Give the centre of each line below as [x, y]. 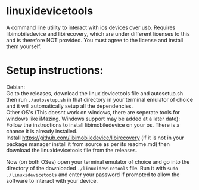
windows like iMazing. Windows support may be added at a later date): [93, 119]
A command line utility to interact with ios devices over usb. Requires [91, 27]
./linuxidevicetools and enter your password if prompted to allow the [93, 175]
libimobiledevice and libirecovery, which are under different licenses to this [98, 33]
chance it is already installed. [42, 131]
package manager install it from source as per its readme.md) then [88, 144]
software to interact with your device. [52, 180]
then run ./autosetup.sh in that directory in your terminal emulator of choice [100, 99]
